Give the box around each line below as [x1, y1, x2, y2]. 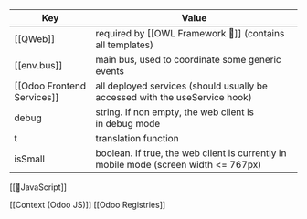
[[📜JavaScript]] [9, 182, 67, 193]
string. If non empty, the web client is [95, 106, 254, 118]
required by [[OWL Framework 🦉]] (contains [95, 27, 285, 39]
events [95, 65, 125, 77]
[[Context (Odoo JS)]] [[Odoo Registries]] [9, 200, 166, 210]
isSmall [14, 152, 46, 165]
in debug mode [95, 118, 161, 130]
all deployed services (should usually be [95, 79, 268, 92]
